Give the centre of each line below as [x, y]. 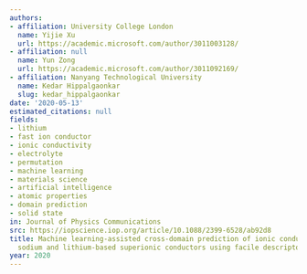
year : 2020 [30, 256]
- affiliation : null [49, 52]
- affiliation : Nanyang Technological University [106, 78]
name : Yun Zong [47, 60]
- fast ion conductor [51, 137]
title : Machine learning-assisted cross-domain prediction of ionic [143, 238]
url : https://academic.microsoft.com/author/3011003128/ [128, 43]
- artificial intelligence [61, 188]
